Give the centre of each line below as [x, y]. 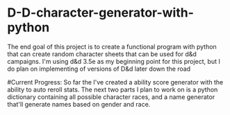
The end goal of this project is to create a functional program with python [112, 46]
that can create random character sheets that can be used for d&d [102, 54]
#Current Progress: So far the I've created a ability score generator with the [115, 82]
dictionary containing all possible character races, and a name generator [111, 97]
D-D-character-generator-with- [101, 13]
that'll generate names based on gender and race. [79, 104]
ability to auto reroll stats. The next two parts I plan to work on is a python [113, 89]
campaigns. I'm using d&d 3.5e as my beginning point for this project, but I [114, 61]
